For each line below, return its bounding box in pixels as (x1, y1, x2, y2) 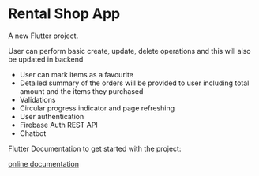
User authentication (19, 111, 84, 121)
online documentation (8, 159, 79, 168)
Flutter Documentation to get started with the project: (8, 144, 182, 153)
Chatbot (19, 128, 47, 138)
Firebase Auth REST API (19, 120, 99, 129)
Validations (19, 95, 56, 104)
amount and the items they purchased (19, 86, 144, 95)
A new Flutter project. (8, 31, 79, 40)
